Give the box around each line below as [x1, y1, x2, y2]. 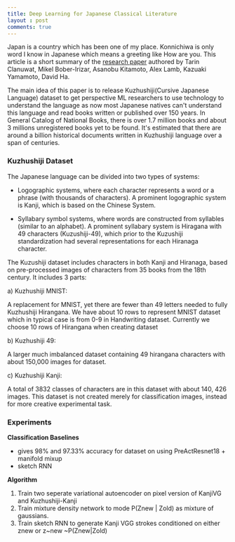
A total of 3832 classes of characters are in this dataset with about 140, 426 [7, 384, 227, 393]
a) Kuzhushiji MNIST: [7, 286, 68, 295]
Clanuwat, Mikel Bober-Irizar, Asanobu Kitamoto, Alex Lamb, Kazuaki [7, 65, 207, 74]
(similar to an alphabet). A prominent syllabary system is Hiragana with [17, 222, 222, 230]
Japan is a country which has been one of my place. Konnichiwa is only [7, 43, 214, 51]
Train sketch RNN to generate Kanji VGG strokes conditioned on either [17, 519, 220, 527]
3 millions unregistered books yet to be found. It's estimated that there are [7, 124, 222, 132]
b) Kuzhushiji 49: [7, 336, 56, 345]
